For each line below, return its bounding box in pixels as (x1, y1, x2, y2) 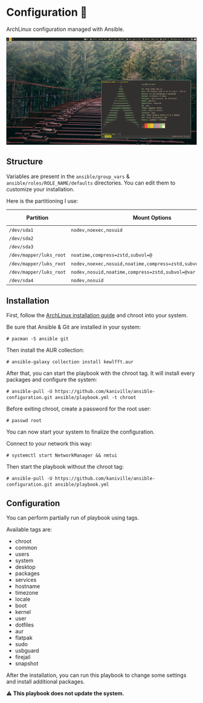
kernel (14, 609, 31, 616)
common (14, 544, 37, 552)
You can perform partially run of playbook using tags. (6, 514, 140, 521)
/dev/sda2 (8, 236, 34, 242)
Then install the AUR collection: (6, 346, 85, 354)
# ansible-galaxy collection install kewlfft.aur (6, 359, 134, 365)
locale (14, 596, 31, 603)
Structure (6, 157, 43, 167)
